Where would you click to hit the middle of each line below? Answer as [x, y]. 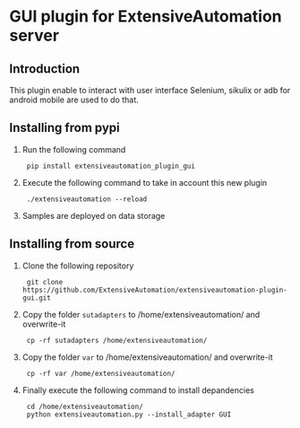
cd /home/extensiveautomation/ [85, 406]
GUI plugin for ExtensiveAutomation [146, 17]
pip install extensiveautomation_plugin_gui [111, 166]
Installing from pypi [64, 128]
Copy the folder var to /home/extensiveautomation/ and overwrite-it [147, 357]
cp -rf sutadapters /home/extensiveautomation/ [117, 340]
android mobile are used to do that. [74, 100]
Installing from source [72, 244]
